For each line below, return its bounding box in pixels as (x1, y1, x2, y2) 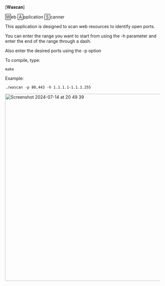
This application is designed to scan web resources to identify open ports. (5, 24, 155, 29)
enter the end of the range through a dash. (5, 38, 92, 44)
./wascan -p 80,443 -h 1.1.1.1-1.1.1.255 (5, 85, 91, 90)
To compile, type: (5, 57, 40, 63)
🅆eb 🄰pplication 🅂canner (5, 14, 65, 20)
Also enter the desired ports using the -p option (5, 48, 102, 54)
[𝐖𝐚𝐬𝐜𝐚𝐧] (5, 4, 25, 10)
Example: (5, 76, 24, 81)
